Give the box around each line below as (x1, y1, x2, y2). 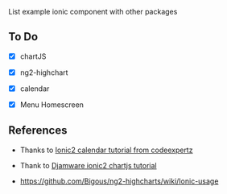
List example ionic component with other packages (8, 7, 178, 16)
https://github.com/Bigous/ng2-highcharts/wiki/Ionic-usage (19, 176, 219, 186)
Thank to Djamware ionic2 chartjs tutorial (19, 160, 157, 170)
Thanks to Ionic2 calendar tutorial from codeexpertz (19, 145, 193, 155)
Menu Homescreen (19, 100, 85, 109)
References (8, 124, 68, 138)
